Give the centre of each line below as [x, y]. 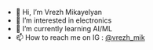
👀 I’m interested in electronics [64, 20]
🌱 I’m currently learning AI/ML [64, 29]
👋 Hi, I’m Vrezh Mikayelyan [59, 12]
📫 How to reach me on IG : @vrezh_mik [80, 37]
